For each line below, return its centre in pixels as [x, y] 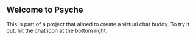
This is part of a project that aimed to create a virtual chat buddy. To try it [98, 24]
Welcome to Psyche [45, 10]
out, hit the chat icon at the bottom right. [57, 30]
